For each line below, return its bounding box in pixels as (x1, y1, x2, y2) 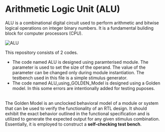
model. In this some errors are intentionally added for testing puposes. (12, 85, 155, 91)
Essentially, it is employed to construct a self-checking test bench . (5, 121, 142, 127)
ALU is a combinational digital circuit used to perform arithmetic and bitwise (5, 20, 159, 26)
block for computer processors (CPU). (5, 30, 83, 36)
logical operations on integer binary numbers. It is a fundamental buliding (5, 25, 154, 31)
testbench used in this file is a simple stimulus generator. (12, 75, 128, 81)
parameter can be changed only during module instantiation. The (12, 69, 144, 75)
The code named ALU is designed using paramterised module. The (12, 59, 149, 65)
